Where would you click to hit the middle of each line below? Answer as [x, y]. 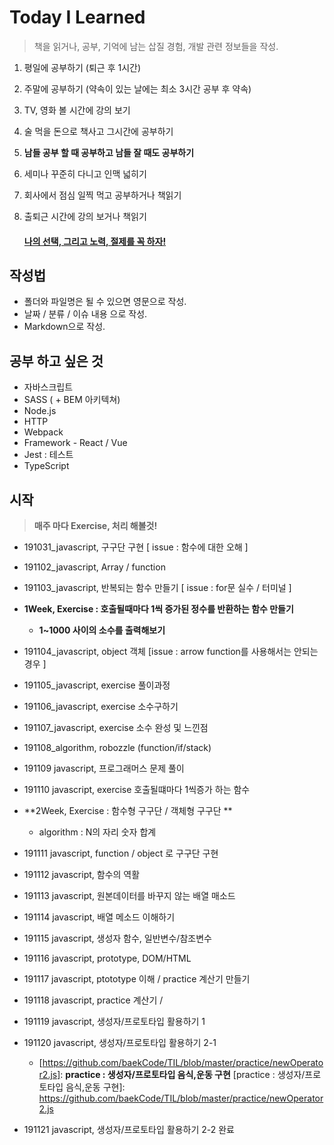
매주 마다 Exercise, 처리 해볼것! [95, 525]
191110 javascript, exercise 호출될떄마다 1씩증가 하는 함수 [137, 789]
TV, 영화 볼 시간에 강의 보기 [77, 110]
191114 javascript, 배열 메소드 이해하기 [99, 917]
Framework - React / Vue [75, 443]
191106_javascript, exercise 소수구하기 [101, 706]
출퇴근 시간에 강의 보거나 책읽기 [85, 216]
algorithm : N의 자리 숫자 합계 [97, 832]
